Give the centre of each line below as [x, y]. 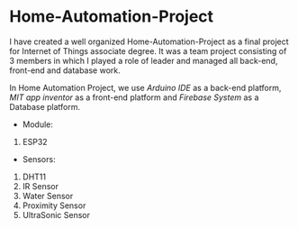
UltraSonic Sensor [56, 214]
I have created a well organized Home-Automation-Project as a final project [149, 41]
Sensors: [39, 159]
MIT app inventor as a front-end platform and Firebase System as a [134, 97]
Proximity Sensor [54, 205]
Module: [38, 124]
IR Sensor [40, 186]
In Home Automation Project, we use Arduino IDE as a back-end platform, [145, 87]
